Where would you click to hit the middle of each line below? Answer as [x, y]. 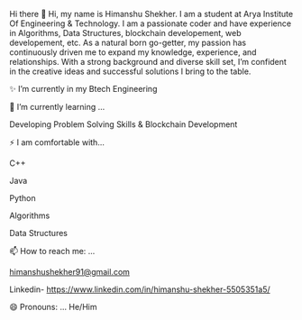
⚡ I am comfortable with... [57, 142]
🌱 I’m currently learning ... [57, 107]
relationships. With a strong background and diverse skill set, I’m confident [148, 62]
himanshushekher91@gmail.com [70, 272]
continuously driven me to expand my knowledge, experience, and [133, 52]
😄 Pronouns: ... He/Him [53, 307]
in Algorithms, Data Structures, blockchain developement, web [125, 33]
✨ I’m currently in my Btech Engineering [83, 89]
